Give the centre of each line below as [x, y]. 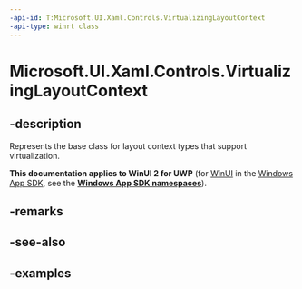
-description [45, 124]
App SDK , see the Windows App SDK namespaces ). [108, 183]
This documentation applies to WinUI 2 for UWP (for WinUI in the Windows [151, 173]
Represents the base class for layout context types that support [128, 145]
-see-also [38, 242]
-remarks [36, 211]
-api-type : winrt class [54, 26]
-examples [40, 273]
